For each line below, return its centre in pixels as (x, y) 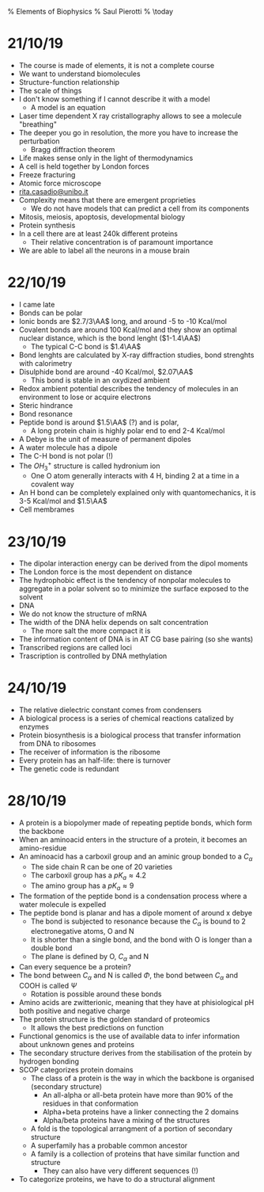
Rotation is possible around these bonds (96, 994)
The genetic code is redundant (69, 769)
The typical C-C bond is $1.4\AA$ (86, 346)
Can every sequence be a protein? (75, 967)
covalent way (52, 484)
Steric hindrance (46, 405)
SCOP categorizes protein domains (76, 1069)
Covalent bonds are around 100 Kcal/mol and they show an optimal (128, 329)
